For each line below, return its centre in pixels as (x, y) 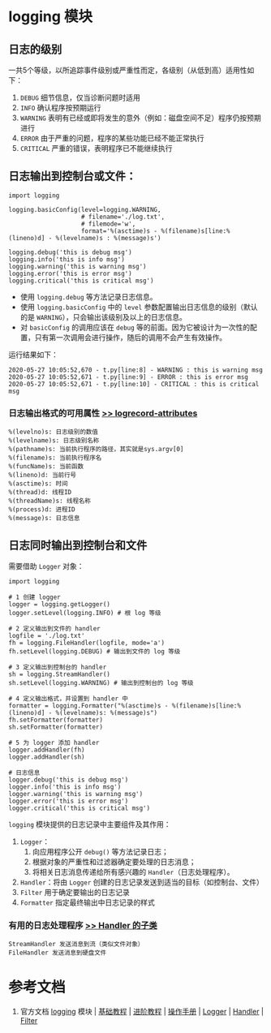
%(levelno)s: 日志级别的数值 (54, 432)
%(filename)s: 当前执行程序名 (55, 458)
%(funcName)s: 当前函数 (46, 467)
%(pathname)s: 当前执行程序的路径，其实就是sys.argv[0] (96, 450)
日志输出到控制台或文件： (72, 176)
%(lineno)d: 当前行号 (43, 476)
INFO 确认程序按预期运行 (60, 108)
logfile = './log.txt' (47, 635)
